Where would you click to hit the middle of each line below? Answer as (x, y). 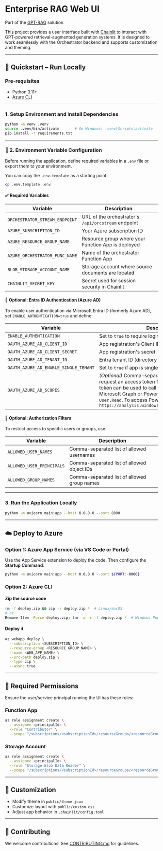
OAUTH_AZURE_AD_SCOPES (33, 390)
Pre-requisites (22, 81)
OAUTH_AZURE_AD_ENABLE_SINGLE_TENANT (51, 368)
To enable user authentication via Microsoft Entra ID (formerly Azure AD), (78, 311)
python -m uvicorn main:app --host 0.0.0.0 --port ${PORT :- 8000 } (72, 574)
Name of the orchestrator (111, 253)
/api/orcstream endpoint (110, 222)
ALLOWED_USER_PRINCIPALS (36, 466)
